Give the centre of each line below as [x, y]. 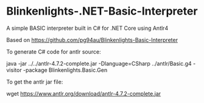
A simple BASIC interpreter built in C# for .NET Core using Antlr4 [87, 28]
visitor [14, 70]
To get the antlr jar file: [35, 82]
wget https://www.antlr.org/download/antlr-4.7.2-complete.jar [84, 93]
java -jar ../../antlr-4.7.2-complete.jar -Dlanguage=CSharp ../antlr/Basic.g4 [99, 63]
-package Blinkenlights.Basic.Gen [65, 70]
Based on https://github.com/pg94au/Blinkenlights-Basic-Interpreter [92, 40]
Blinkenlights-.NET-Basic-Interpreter [102, 11]
